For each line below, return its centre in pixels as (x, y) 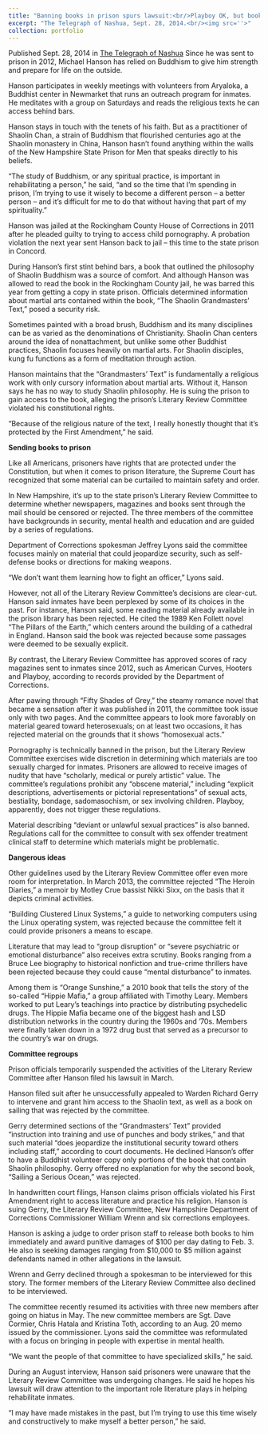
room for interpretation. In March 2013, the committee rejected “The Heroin (132, 881)
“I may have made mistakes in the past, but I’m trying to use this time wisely (133, 1413)
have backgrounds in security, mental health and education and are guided (132, 521)
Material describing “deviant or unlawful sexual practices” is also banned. (129, 825)
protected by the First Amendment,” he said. (81, 432)
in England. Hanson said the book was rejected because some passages (128, 636)
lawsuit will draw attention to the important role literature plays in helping (128, 1389)
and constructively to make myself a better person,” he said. (107, 1421)
